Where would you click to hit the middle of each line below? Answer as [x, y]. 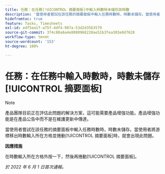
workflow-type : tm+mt [27, 37]
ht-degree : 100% [22, 46]
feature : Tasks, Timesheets [34, 23]
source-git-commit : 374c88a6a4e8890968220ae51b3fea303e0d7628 [70, 32]
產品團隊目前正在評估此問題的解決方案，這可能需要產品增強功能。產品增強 [80, 113]
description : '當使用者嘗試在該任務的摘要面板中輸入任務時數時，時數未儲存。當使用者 [83, 14]
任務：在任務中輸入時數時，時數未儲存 [83, 76]
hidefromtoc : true [24, 19]
